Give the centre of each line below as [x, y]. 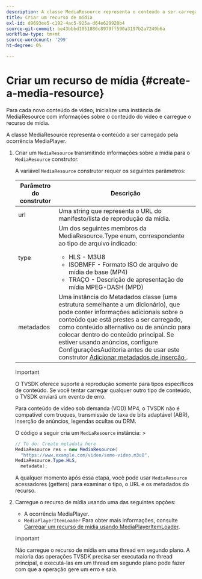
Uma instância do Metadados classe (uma [118, 297]
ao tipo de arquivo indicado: [98, 243]
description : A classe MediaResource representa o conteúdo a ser [91, 12]
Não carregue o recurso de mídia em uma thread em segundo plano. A [103, 550]
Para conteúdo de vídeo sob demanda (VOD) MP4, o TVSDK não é [97, 408]
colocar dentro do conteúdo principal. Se [116, 334]
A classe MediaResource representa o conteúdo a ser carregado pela [92, 134]
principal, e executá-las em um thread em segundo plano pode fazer [100, 563]
